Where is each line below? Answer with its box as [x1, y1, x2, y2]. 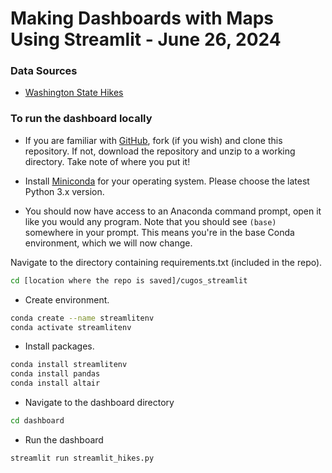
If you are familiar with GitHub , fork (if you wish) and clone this [24, 134, 283, 146]
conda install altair [10, 378, 101, 389]
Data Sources [10, 64, 78, 78]
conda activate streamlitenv [10, 322, 132, 332]
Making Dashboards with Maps [10, 7, 274, 30]
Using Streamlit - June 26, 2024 [10, 28, 282, 51]
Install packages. [24, 340, 95, 352]
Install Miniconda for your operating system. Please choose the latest [24, 175, 310, 187]
